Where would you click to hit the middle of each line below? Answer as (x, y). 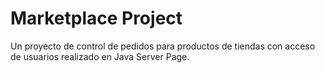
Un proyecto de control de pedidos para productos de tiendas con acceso (163, 46)
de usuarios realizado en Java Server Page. (100, 56)
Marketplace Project (96, 18)
